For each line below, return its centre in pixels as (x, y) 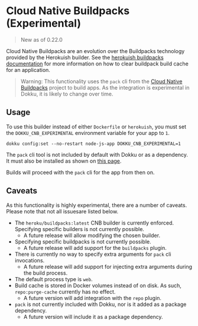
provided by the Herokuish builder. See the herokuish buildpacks (85, 57)
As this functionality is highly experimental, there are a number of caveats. (97, 205)
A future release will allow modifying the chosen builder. (92, 235)
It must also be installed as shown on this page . (64, 161)
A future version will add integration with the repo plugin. (92, 298)
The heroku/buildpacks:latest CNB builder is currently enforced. (94, 223)
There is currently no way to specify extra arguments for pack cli (93, 254)
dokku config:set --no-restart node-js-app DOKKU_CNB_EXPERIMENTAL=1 (94, 144)
